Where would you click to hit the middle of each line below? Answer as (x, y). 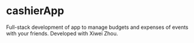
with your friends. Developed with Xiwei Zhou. (62, 33)
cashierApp (35, 11)
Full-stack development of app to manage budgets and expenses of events (97, 27)
